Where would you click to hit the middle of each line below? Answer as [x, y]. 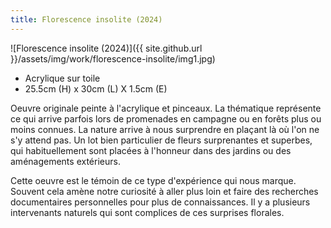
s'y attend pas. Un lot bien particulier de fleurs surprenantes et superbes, [161, 140]
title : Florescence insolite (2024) [86, 19]
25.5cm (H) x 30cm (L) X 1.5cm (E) [96, 88]
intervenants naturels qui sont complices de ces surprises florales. [147, 212]
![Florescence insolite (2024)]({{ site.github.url [106, 48]
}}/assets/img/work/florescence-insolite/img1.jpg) [113, 58]
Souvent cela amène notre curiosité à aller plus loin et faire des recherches [164, 191]
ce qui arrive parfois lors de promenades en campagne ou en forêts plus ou [166, 118]
